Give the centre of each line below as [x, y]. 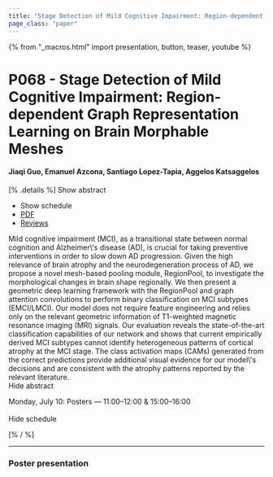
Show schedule [46, 205]
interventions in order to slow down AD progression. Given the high [121, 256]
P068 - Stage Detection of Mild [115, 79]
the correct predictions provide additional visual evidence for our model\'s [132, 360]
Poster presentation [49, 463]
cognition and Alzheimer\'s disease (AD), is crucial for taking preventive [128, 247]
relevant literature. [39, 377]
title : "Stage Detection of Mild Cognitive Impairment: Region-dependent [136, 16]
